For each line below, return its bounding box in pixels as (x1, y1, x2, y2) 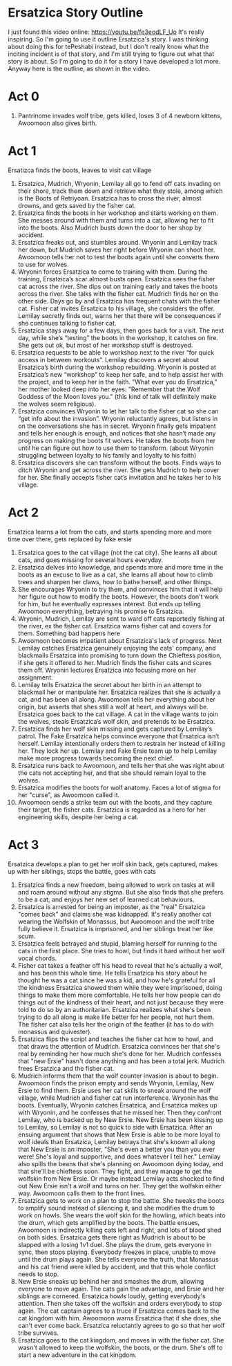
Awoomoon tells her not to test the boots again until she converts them (17, 252, 220, 261)
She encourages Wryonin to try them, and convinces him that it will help (17, 585, 223, 593)
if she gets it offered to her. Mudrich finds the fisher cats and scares (17, 658, 212, 666)
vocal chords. (17, 954, 57, 962)
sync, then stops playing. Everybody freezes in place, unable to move (17, 1248, 216, 1256)
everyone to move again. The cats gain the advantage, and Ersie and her (17, 1284, 225, 1293)
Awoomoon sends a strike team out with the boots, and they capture (17, 798, 213, 806)
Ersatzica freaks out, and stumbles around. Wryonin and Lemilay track (17, 238, 218, 246)
